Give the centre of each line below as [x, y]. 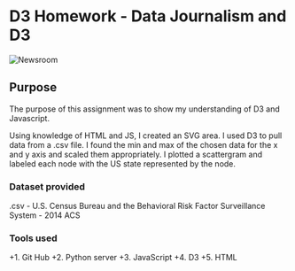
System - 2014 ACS [45, 215]
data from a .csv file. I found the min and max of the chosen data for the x [144, 144]
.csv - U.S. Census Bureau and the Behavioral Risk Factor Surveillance [137, 206]
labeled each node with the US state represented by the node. [123, 163]
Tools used [33, 238]
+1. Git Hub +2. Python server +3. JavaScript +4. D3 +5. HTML [123, 258]
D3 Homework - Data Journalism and [148, 16]
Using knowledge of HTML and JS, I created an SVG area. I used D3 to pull [146, 135]
